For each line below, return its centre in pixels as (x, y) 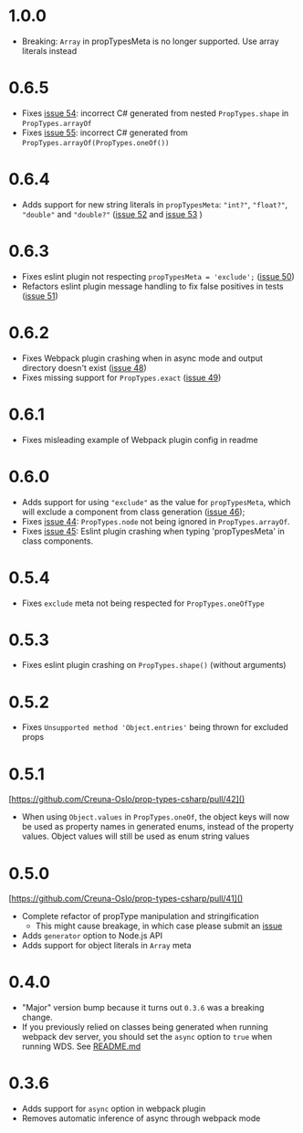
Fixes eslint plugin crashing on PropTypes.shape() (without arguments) (154, 665)
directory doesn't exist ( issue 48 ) (84, 367)
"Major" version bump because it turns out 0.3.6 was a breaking (143, 1008)
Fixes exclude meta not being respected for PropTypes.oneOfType (143, 603)
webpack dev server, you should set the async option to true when (147, 1037)
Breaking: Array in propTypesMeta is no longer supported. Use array (150, 41)
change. (37, 1017)
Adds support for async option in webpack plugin (114, 1109)
